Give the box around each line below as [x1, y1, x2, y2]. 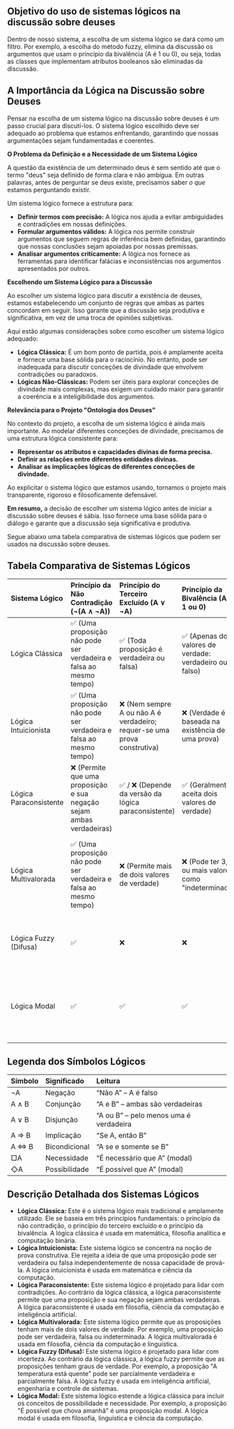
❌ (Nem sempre [119, 699, 172, 709]
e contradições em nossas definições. [17, 219, 127, 228]
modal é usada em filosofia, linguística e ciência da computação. [17, 1414, 203, 1423]
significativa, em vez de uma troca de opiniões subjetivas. [7, 313, 174, 322]
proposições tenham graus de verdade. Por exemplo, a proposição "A [17, 1362, 217, 1371]
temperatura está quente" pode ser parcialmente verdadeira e [17, 1370, 196, 1378]
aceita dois [182, 789, 218, 799]
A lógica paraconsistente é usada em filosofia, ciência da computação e [17, 1303, 224, 1311]
